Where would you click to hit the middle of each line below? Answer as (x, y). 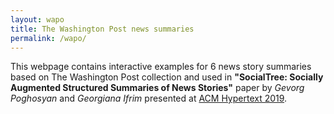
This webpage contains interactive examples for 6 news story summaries (161, 67)
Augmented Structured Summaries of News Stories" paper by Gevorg (157, 88)
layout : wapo (37, 19)
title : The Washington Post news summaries (102, 29)
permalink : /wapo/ (48, 38)
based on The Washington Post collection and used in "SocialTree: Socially (167, 77)
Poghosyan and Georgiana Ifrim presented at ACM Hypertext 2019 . (149, 98)
